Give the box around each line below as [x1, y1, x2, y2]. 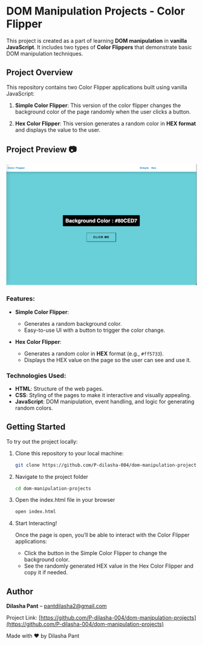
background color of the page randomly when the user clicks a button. [14, 108, 192, 115]
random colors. [14, 404, 53, 412]
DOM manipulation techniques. [6, 50, 83, 57]
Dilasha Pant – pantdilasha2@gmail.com [6, 603, 107, 610]
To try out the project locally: [6, 438, 78, 445]
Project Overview [6, 68, 73, 78]
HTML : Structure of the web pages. [14, 385, 104, 392]
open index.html [14, 509, 56, 515]
